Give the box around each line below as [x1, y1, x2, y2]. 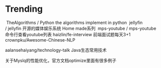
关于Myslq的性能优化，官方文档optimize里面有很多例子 [5, 57, 117, 63]
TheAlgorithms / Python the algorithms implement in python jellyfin [6, 20, 143, 25]
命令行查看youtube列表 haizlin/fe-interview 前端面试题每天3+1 [5, 31, 131, 37]
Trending [5, 3, 43, 15]
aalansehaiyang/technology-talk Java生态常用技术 [5, 47, 107, 53]
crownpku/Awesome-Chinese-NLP [5, 37, 76, 43]
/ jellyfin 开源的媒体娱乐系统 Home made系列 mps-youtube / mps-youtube [5, 25, 157, 31]
